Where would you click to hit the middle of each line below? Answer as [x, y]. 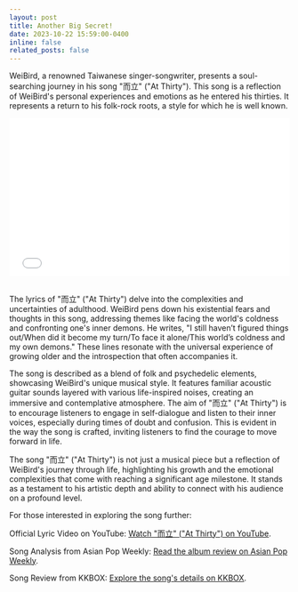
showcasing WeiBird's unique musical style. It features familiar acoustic [141, 382]
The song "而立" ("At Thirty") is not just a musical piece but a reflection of [145, 460]
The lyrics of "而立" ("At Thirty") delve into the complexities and [126, 299]
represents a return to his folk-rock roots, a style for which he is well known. [149, 106]
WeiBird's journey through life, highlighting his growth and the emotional [141, 469]
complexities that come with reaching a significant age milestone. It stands [146, 479]
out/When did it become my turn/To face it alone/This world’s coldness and [147, 337]
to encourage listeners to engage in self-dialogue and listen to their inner [143, 412]
